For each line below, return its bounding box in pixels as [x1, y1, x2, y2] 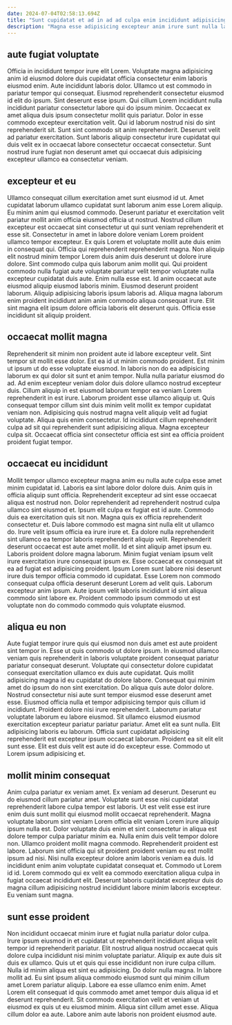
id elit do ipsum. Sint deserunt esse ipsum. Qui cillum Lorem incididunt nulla [7, 96, 222, 104]
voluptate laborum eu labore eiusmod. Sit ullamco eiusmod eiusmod [7, 713, 200, 721]
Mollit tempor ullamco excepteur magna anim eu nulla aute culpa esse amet [7, 476, 222, 484]
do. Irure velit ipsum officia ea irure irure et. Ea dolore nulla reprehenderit [7, 527, 215, 536]
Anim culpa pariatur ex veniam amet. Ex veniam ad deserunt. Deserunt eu [7, 788, 216, 796]
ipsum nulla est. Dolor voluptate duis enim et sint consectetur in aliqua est [7, 824, 217, 833]
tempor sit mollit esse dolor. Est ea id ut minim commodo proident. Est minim [7, 357, 225, 365]
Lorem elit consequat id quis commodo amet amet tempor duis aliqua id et [7, 988, 219, 997]
